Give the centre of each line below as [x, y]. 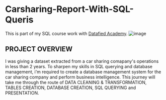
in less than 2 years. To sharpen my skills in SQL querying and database [79, 66]
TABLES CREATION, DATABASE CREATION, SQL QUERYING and [71, 88]
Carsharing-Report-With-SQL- [70, 9]
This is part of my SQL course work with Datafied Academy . [66, 33]
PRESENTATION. [22, 93]
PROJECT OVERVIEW [39, 49]
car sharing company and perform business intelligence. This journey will [80, 77]
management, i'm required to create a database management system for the [83, 72]
